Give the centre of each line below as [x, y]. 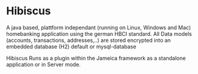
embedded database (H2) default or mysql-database [71, 47]
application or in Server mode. [43, 64]
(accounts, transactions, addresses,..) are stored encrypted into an [89, 40]
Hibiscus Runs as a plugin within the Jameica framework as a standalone [96, 58]
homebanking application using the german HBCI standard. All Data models [99, 33]
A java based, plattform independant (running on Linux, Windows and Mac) [99, 27]
